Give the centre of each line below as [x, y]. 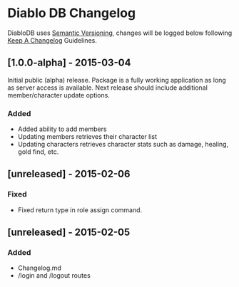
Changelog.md [40, 268]
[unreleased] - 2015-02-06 [69, 174]
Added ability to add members [62, 129]
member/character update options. [59, 95]
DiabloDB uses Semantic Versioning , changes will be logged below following [120, 33]
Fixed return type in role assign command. [80, 210]
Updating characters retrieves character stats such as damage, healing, [123, 145]
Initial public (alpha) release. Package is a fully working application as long [117, 80]
